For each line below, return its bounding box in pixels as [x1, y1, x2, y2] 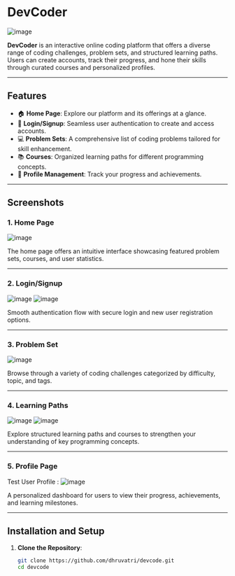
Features [7, 90, 47, 102]
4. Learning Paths [7, 400, 69, 410]
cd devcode [17, 564, 50, 571]
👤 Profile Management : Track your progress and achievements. [17, 169, 202, 178]
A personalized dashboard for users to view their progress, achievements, [7, 491, 221, 499]
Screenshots [7, 197, 64, 209]
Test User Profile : [7, 477, 59, 486]
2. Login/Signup [7, 279, 63, 288]
